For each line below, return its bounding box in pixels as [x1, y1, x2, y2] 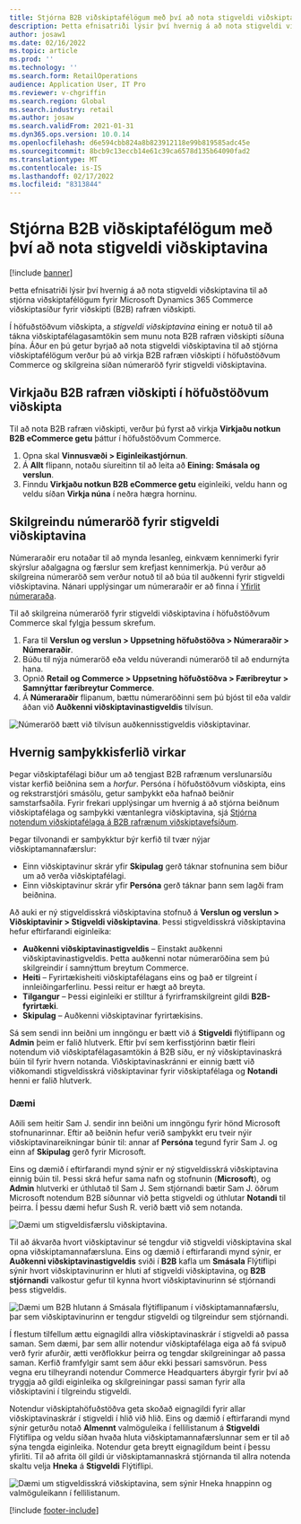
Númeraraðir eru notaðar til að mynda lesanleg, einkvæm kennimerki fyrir [9, 552, 279, 563]
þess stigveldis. [9, 1284, 67, 1295]
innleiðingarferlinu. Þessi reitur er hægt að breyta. [21, 981, 206, 992]
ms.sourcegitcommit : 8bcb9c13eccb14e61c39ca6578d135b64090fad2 [9, 146, 251, 155]
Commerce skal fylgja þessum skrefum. [9, 617, 157, 628]
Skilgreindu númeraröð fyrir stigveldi [9, 514, 219, 530]
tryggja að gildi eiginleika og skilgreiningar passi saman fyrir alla [9, 1376, 245, 1387]
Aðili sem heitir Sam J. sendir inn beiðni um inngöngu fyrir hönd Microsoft [9, 1117, 280, 1128]
